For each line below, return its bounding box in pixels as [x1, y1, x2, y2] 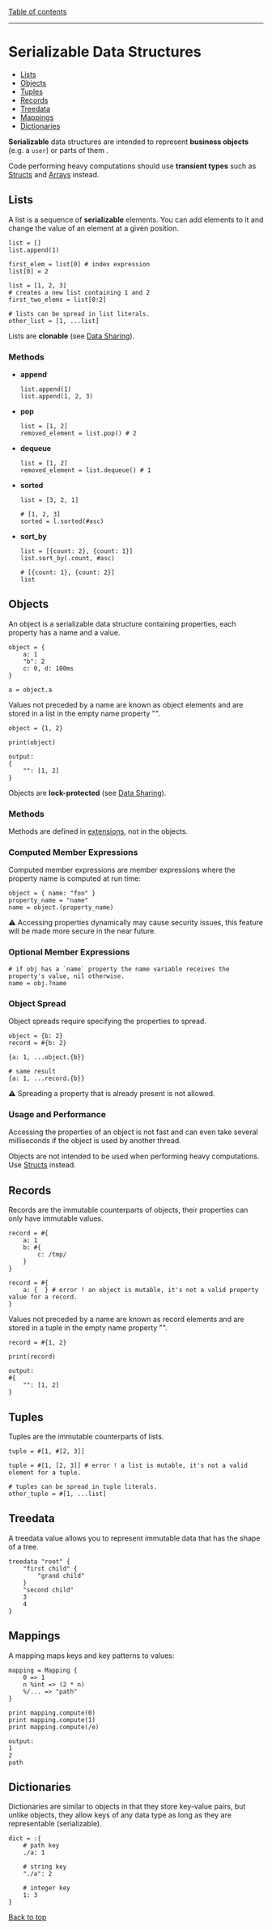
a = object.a [8, 686, 53, 694]
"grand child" [37, 1571, 85, 1579]
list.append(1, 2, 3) [19, 393, 93, 401]
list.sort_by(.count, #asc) [19, 555, 115, 563]
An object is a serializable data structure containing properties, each [8, 619, 236, 628]
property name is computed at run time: [8, 874, 142, 883]
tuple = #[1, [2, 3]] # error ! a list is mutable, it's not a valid [8, 1461, 249, 1469]
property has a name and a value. [8, 627, 121, 637]
